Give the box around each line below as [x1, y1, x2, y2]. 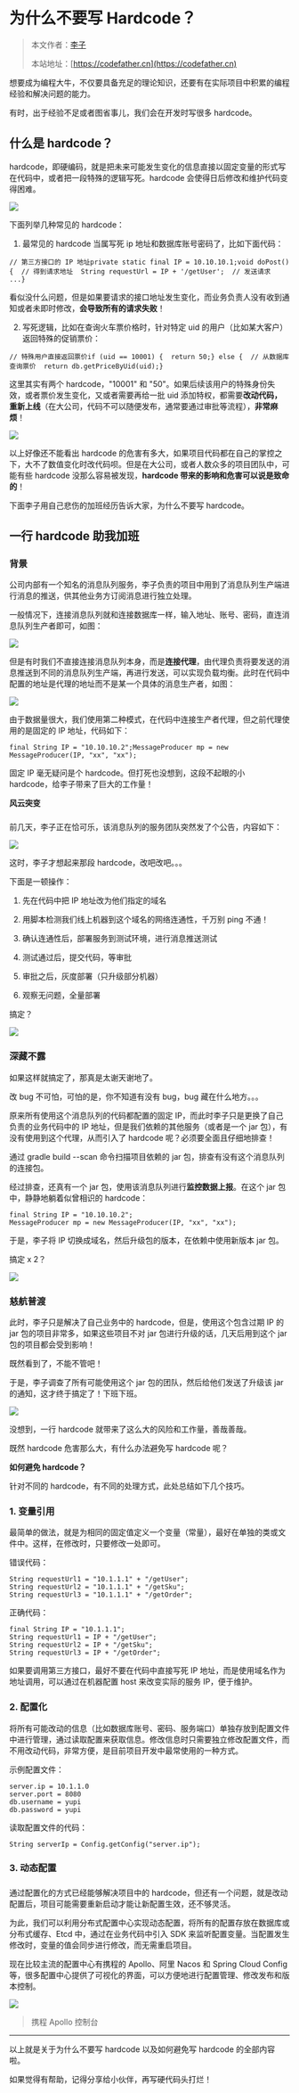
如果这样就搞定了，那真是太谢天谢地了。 [9, 1071, 158, 1083]
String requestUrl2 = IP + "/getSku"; [9, 1641, 153, 1650]
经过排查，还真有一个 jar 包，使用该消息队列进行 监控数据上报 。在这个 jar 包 [9, 1181, 287, 1192]
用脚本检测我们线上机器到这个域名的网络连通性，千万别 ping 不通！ [21, 915, 270, 925]
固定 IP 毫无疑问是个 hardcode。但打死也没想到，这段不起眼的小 [9, 767, 246, 778]
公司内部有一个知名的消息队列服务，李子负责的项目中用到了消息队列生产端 [9, 579, 282, 590]
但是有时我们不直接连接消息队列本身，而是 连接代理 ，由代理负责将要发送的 [9, 656, 282, 667]
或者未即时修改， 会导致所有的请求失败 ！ [16, 302, 166, 313]
